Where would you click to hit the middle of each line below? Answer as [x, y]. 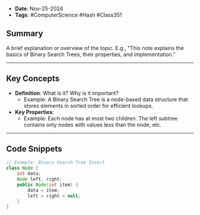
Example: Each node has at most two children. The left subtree [100, 118]
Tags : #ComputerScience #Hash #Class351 [68, 15]
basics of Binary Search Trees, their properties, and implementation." [91, 54]
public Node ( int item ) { [48, 185]
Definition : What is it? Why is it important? [67, 93]
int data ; [29, 174]
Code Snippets [34, 149]
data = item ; [44, 190]
